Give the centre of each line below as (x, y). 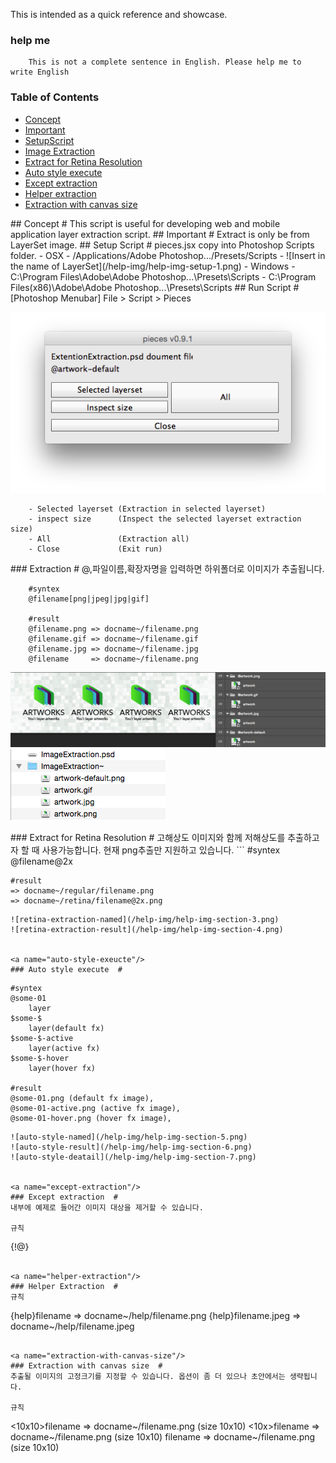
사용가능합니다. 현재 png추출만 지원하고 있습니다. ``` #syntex (161, 850)
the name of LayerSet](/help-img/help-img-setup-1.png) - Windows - (153, 266)
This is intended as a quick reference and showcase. (119, 14)
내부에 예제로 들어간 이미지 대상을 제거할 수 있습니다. (107, 1208)
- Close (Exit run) (95, 549)
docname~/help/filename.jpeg (72, 1326)
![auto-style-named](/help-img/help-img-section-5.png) (129, 1137)
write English (40, 72)
